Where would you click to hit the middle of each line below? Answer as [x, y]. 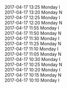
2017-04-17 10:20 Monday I [33, 70]
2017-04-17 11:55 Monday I [32, 28]
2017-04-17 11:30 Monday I [32, 38]
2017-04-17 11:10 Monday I [32, 49]
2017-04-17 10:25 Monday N [33, 64]
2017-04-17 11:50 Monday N [33, 33]
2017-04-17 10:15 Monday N [33, 75]
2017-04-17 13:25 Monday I [32, 7]
